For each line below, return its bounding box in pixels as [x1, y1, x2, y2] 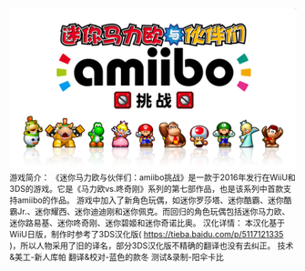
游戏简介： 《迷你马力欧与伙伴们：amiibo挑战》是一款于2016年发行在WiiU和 [9, 172, 296, 183]
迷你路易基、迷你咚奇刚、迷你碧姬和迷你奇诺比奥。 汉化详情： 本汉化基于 [9, 217, 285, 228]
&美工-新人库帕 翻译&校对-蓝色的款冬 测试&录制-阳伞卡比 [9, 251, 225, 262]
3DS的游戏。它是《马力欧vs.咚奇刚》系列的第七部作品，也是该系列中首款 [9, 183, 284, 194]
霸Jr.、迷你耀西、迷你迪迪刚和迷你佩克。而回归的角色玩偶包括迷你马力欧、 [9, 206, 290, 216]
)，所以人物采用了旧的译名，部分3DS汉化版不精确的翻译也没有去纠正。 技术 [9, 240, 294, 251]
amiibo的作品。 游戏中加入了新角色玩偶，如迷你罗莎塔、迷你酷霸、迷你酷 [16, 195, 292, 206]
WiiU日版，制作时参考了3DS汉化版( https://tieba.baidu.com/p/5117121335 [9, 228, 284, 239]
